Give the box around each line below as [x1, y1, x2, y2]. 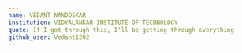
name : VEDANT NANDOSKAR [8, 11, 87, 19]
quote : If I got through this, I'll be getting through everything [8, 26, 235, 34]
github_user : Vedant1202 [8, 33, 90, 41]
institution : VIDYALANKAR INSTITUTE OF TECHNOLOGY [8, 19, 178, 26]
